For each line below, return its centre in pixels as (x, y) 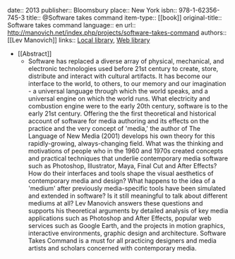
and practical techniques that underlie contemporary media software (128, 158)
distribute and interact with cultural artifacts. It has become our (120, 76)
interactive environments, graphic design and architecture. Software (127, 233)
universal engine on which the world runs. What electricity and (119, 99)
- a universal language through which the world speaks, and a (118, 91)
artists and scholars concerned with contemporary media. (112, 248)
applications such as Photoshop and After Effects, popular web (120, 218)
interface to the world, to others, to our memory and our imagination (127, 83)
